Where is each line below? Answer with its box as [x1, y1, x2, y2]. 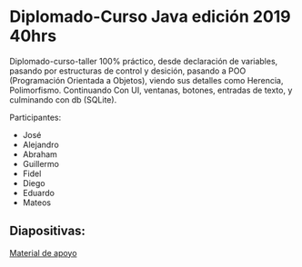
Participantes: [9, 112, 62, 123]
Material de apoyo [9, 247, 77, 258]
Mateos [22, 197, 52, 208]
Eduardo [22, 187, 55, 198]
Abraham [22, 148, 57, 160]
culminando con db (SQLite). [9, 94, 117, 105]
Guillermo [22, 158, 60, 169]
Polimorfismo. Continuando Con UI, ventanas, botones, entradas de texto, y [9, 84, 293, 95]
